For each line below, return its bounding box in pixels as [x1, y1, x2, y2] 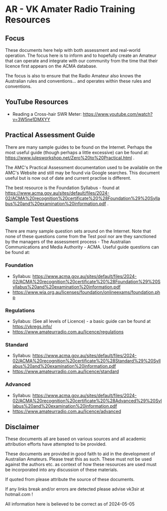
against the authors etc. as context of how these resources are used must [5, 462, 157, 468]
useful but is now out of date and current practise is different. [5, 175, 132, 181]
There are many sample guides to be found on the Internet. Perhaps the [5, 144, 153, 150]
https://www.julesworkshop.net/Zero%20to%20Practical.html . [5, 155, 135, 161]
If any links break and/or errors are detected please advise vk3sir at [5, 486, 145, 492]
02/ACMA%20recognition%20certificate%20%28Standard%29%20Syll [12, 358, 161, 364]
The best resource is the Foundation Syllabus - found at [5, 185, 120, 191]
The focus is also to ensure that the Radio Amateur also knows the [5, 73, 141, 78]
